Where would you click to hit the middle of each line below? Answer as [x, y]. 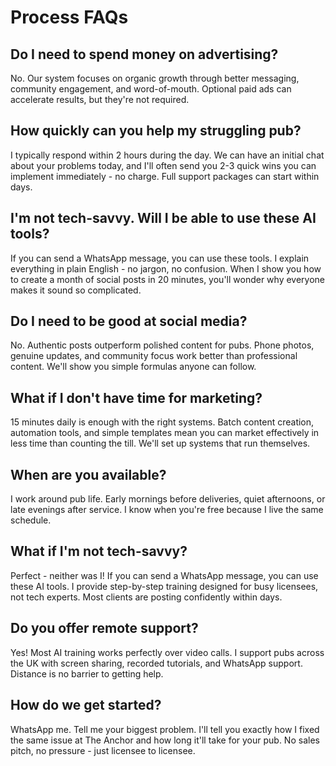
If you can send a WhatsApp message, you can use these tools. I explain [160, 258]
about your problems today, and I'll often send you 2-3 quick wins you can [163, 165]
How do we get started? [86, 705]
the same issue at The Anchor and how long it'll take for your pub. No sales [165, 740]
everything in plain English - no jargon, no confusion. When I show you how [166, 268]
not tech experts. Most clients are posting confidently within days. [146, 597]
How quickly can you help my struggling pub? [156, 131]
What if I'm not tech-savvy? [99, 551]
